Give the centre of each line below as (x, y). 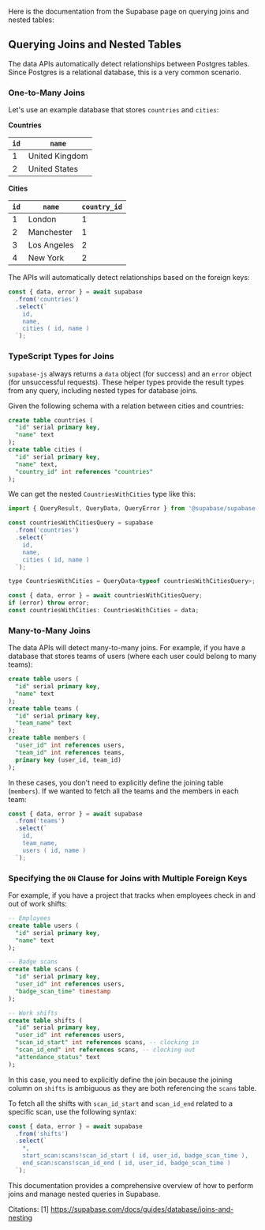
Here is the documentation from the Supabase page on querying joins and (129, 11)
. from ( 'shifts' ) (42, 1133)
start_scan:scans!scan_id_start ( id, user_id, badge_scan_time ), (135, 1156)
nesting (21, 1217)
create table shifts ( (45, 1020)
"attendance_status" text (58, 1057)
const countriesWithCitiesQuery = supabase (81, 523)
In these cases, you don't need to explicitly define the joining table (116, 782)
